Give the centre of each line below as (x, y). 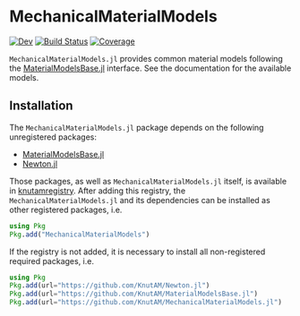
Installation (41, 106)
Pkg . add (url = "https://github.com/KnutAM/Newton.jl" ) (110, 286)
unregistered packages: (53, 137)
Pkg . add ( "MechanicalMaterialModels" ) (80, 235)
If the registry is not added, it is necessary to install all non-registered (137, 252)
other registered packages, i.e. (66, 209)
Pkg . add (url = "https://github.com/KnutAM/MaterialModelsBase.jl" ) (133, 294)
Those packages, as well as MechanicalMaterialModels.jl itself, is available (148, 181)
